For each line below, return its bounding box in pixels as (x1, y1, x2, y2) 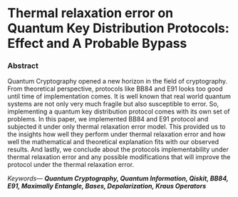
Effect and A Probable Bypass (7, 36, 187, 51)
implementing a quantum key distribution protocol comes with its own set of (7, 107, 230, 116)
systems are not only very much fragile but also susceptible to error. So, (7, 100, 219, 108)
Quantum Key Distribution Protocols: (7, 20, 229, 36)
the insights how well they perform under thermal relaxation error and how (7, 130, 226, 138)
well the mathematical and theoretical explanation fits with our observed (7, 138, 219, 146)
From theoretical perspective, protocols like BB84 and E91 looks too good (7, 84, 223, 94)
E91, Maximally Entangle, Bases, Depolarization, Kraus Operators (7, 182, 207, 191)
